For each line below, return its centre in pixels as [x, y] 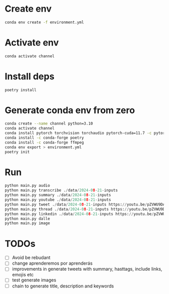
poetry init [17, 152]
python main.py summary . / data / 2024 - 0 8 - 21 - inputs [58, 195]
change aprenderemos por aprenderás [52, 263]
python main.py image [27, 223]
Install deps [30, 76]
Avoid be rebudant [31, 258]
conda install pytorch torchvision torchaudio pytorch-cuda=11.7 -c [78, 133]
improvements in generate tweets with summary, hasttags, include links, [87, 269]
